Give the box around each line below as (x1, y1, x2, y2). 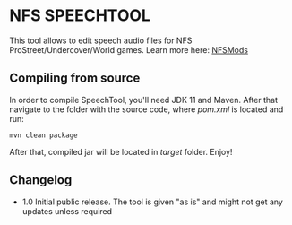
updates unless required (21, 205, 113, 216)
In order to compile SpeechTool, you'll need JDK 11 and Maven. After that (9, 94, 278, 105)
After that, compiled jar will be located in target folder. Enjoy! (9, 146, 233, 157)
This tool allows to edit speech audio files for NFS (9, 35, 193, 46)
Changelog (9, 172, 73, 188)
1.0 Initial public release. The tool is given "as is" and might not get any (21, 196, 284, 207)
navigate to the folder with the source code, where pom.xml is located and (9, 104, 284, 115)
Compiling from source (9, 71, 141, 86)
